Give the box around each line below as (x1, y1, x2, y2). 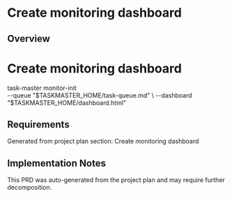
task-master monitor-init (7, 84, 77, 92)
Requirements (7, 119, 70, 130)
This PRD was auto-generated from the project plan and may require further (7, 176, 225, 184)
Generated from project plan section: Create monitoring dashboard (7, 137, 199, 146)
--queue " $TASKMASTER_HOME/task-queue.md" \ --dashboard (7, 91, 193, 99)
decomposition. (7, 183, 52, 192)
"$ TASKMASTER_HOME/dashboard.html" (7, 98, 127, 107)
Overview (7, 33, 51, 45)
